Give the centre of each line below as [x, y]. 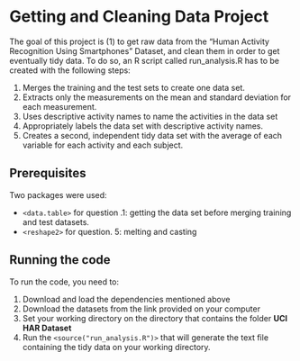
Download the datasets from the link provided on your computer [141, 309]
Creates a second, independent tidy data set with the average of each [152, 135]
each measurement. [59, 106]
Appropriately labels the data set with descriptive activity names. [143, 126]
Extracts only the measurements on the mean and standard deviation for [156, 97]
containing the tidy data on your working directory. [116, 347]
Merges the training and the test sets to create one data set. [133, 87]
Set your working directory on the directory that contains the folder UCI [155, 318]
